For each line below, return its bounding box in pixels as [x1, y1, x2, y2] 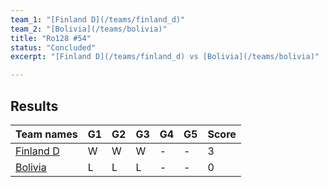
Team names [15, 127, 78, 141]
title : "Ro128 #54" [10, 33, 92, 43]
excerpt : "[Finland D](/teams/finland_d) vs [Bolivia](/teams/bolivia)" [10, 52, 320, 62]
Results [10, 97, 59, 115]
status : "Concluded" [10, 42, 97, 53]
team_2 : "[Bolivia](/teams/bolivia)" [10, 24, 168, 34]
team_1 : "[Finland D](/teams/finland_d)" [10, 14, 186, 25]
